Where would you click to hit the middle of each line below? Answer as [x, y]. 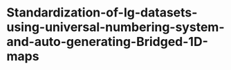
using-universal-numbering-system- [115, 27]
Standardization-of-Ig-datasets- [102, 13]
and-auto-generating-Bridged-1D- [107, 42]
